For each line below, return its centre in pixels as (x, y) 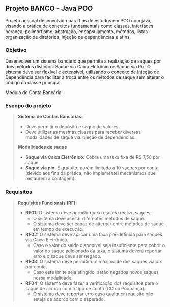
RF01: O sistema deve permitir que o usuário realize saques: (88, 212)
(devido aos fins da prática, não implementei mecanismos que (91, 173)
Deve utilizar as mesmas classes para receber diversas (83, 132)
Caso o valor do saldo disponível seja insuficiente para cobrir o (99, 245)
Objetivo (16, 50)
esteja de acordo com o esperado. (69, 299)
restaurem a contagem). (51, 179)
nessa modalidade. (53, 278)
